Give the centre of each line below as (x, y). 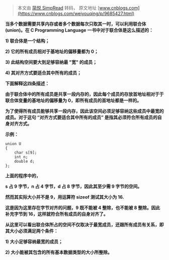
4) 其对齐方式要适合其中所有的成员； (44, 73)
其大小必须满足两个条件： (32, 231)
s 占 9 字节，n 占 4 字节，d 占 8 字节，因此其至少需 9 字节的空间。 (74, 186)
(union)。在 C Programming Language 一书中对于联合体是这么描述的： (79, 30)
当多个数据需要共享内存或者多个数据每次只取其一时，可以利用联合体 (76, 24)
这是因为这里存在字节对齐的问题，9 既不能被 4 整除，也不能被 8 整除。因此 (83, 208)
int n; (21, 157)
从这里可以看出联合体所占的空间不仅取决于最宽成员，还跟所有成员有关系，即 (84, 225)
